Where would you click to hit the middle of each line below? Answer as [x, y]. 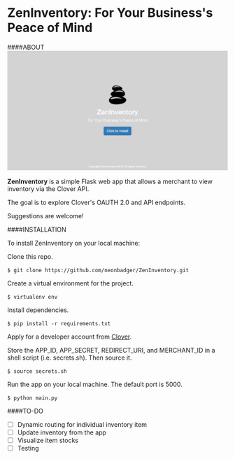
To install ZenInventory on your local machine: [74, 243]
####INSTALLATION [37, 229]
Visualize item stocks [48, 440]
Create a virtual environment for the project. [71, 283]
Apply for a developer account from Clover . [70, 337]
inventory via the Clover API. [48, 189]
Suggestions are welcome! [45, 216]
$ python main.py [33, 398]
